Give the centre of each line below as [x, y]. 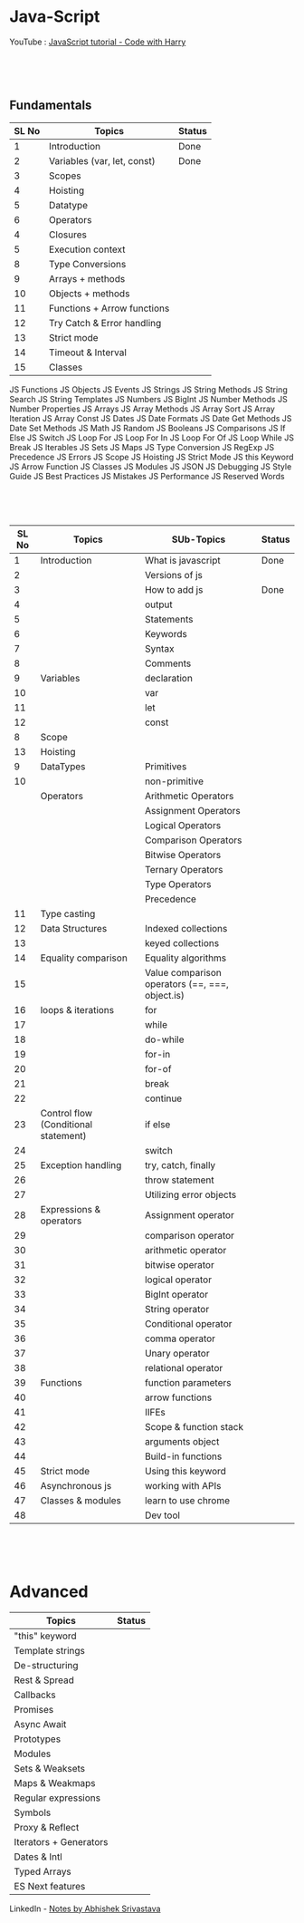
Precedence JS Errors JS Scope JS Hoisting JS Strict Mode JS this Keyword [152, 457]
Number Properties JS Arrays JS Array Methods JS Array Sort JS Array [142, 409]
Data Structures [74, 928]
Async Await [40, 1724]
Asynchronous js [76, 1485]
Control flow [66, 1113]
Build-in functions [183, 1456]
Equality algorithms [185, 958]
